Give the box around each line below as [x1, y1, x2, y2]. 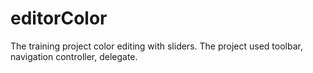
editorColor [10, 7, 108, 30]
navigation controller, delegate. [10, 50, 138, 62]
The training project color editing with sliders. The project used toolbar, [10, 40, 303, 52]
